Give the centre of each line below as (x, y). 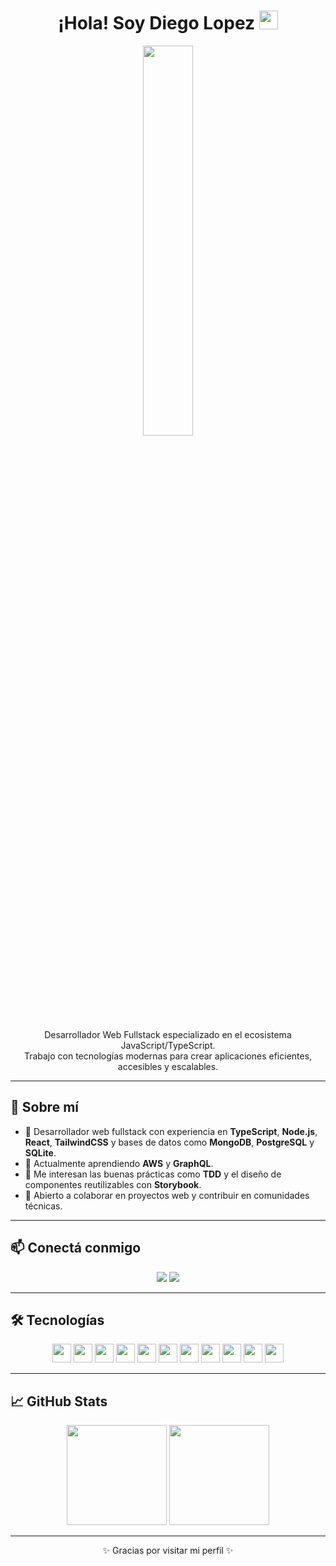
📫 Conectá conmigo (76, 1248)
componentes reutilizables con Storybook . (113, 1184)
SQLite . (40, 1152)
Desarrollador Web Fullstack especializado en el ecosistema (168, 1034)
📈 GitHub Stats (59, 1401)
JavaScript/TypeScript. (168, 1045)
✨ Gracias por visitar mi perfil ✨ (168, 1551)
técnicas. (43, 1206)
